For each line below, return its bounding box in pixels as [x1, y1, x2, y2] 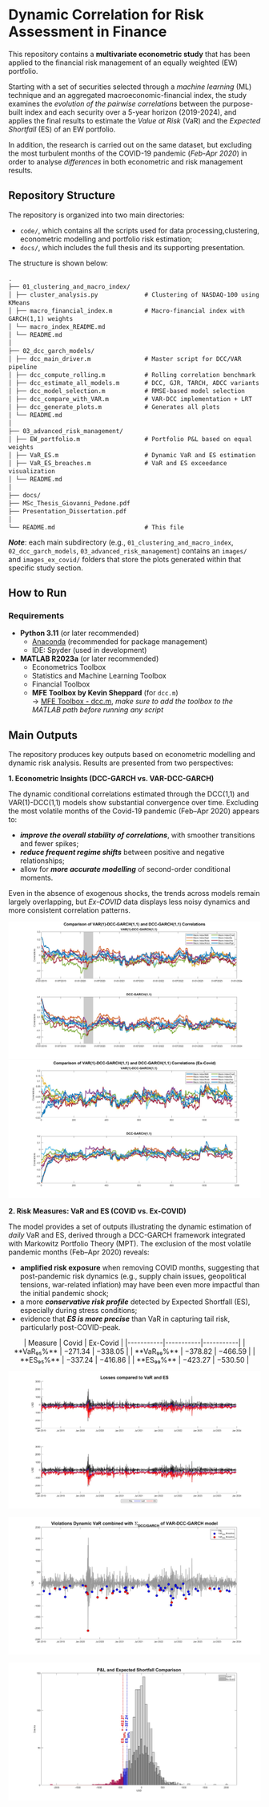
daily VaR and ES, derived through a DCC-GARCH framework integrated [8, 1230, 246, 1240]
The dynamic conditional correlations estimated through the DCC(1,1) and [8, 789, 250, 799]
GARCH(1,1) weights [8, 314, 74, 322]
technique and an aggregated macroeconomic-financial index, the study [8, 90, 247, 99]
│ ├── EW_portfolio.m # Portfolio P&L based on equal [8, 435, 252, 443]
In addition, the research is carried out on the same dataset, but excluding [8, 140, 252, 149]
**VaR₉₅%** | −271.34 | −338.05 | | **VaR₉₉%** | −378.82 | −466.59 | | [13, 1346, 256, 1356]
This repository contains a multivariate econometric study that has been [8, 49, 251, 59]
